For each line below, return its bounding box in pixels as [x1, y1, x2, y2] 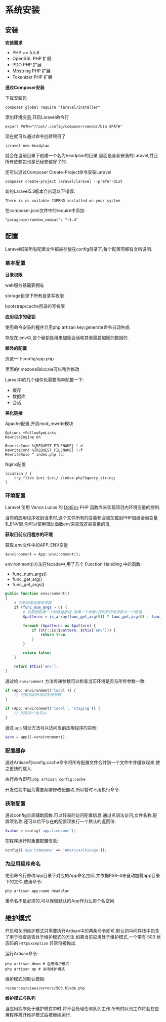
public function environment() [5, 591, 70, 596]
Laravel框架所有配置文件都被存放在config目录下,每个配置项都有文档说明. [5, 246, 152, 252]
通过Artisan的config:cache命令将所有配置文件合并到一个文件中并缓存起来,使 [5, 759, 160, 765]
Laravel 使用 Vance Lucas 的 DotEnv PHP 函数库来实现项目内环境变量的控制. [5, 505, 161, 511]
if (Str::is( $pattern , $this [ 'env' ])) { [31, 628, 116, 633]
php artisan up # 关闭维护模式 [5, 967, 65, 972]
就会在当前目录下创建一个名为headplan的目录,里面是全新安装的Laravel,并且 [5, 153, 159, 158]
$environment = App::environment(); [5, 552, 81, 557]
